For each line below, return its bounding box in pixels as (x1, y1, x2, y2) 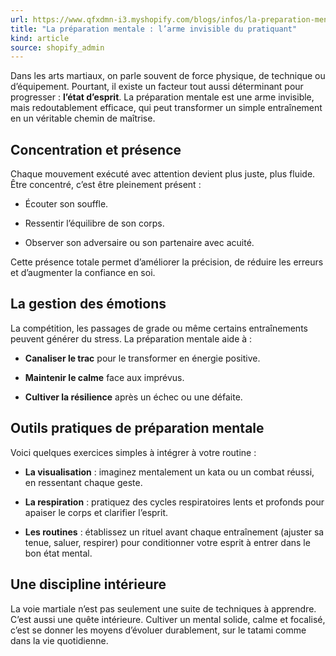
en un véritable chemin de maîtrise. (10, 112, 156, 125)
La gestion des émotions (10, 296, 167, 313)
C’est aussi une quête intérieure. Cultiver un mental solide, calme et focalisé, (10, 613, 326, 625)
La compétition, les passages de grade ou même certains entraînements (10, 322, 308, 334)
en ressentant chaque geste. (24, 476, 143, 488)
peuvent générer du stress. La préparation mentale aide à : (10, 332, 253, 345)
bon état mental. (24, 547, 93, 559)
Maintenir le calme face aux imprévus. (24, 371, 185, 383)
